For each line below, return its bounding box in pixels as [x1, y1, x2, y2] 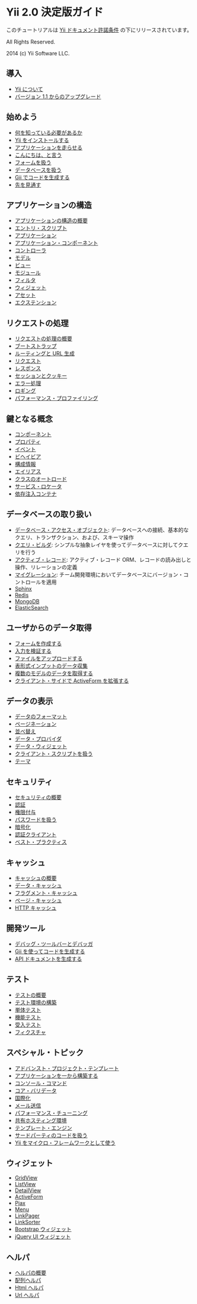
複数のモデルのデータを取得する [14, 670, 93, 677]
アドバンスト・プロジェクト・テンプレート [14, 1065, 119, 1072]
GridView [14, 1174, 38, 1181]
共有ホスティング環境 [14, 1116, 67, 1124]
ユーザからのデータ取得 [6, 623, 92, 633]
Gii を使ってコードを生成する [14, 948, 85, 955]
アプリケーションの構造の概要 [14, 217, 88, 224]
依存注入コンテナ [14, 490, 57, 497]
